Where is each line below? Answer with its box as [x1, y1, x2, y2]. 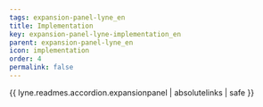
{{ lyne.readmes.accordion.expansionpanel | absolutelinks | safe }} [9, 86, 255, 98]
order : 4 [9, 54, 42, 63]
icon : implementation [9, 46, 90, 55]
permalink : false [9, 63, 74, 72]
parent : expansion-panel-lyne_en [9, 37, 134, 47]
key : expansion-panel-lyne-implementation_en [9, 29, 181, 38]
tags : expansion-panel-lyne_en [9, 12, 126, 22]
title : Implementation [9, 21, 94, 30]
